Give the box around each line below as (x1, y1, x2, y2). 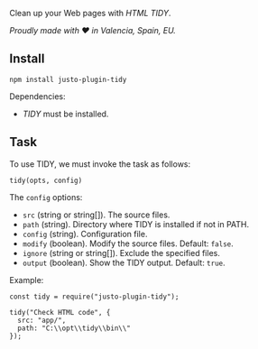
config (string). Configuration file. (22, 228, 148, 239)
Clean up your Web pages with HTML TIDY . (9, 8, 171, 18)
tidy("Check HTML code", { (9, 308, 111, 317)
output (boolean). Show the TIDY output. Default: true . (22, 257, 226, 268)
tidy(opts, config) (9, 176, 83, 185)
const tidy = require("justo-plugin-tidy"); (9, 292, 180, 301)
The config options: (9, 191, 83, 202)
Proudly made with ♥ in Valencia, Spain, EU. (9, 25, 176, 35)
